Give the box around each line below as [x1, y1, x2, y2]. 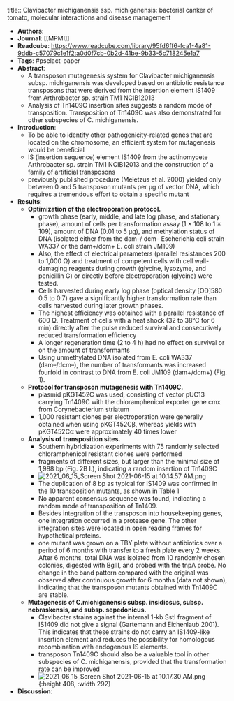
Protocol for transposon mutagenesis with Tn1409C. [27, 383, 184, 391]
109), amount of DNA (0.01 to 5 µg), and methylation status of [38, 227, 215, 235]
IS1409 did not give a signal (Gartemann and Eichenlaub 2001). [38, 621, 219, 628]
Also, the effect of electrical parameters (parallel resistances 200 [38, 249, 226, 258]
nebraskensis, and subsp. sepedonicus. [27, 605, 147, 614]
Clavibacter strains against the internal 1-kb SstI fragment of [38, 613, 212, 621]
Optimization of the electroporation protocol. [27, 205, 161, 213]
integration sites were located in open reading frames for [38, 524, 203, 532]
